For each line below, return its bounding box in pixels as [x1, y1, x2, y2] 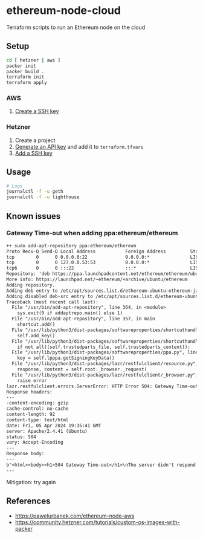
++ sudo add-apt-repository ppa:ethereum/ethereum [6, 242, 137, 248]
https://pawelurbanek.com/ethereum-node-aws [14, 512, 135, 519]
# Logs [6, 183, 23, 189]
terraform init [6, 74, 45, 80]
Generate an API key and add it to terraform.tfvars [14, 143, 144, 150]
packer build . [6, 68, 45, 74]
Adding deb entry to [6, 288, 59, 294]
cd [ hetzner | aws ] [6, 57, 61, 63]
